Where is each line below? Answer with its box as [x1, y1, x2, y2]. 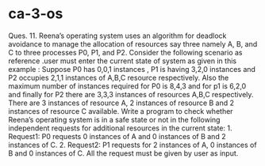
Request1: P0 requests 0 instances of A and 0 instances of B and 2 [8, 131, 226, 141]
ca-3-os [8, 5, 63, 23]
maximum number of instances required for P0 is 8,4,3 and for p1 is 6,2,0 [8, 81, 247, 91]
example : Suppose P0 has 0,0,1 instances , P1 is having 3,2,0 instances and [8, 64, 256, 74]
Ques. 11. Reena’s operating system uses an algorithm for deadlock [8, 31, 227, 40]
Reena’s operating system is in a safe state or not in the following [8, 115, 221, 124]
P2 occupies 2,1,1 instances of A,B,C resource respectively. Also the [8, 73, 229, 82]
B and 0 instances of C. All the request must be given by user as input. [8, 148, 239, 158]
